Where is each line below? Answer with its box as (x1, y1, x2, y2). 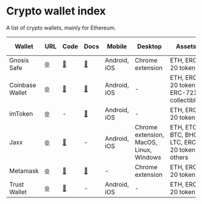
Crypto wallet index (6, 4, 106, 18)
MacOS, (135, 138, 158, 146)
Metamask (9, 167, 39, 175)
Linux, (135, 146, 152, 154)
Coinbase (9, 81, 37, 89)
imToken (9, 110, 33, 118)
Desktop (137, 42, 162, 51)
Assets (176, 42, 197, 51)
